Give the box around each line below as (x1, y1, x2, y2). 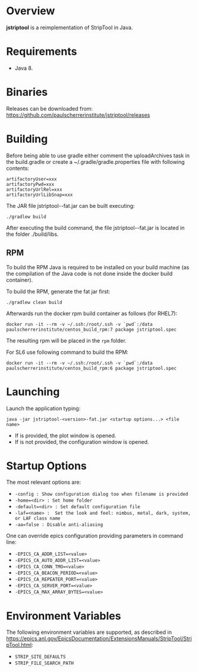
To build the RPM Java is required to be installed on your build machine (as (6, 263, 190, 270)
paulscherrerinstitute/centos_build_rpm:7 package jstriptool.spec (6, 326, 177, 332)
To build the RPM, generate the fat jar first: (6, 288, 111, 295)
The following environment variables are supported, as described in (6, 629, 172, 636)
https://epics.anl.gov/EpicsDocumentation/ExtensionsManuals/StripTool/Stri (6, 635, 192, 642)
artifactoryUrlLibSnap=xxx (6, 192, 73, 198)
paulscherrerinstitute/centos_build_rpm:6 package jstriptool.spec (6, 365, 177, 371)
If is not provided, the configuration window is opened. (14, 438, 149, 445)
